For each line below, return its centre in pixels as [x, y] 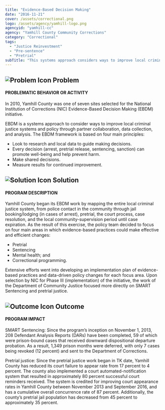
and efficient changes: [28, 235]
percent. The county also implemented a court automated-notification [76, 371]
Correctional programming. [40, 261]
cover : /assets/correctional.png [39, 19]
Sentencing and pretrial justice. [37, 291]
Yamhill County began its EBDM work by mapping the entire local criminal [79, 204]
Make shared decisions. [36, 159]
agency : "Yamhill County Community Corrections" [56, 33]
